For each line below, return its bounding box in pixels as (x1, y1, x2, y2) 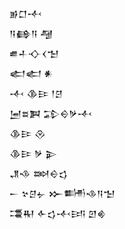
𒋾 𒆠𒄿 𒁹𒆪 (9, 88, 64, 99)
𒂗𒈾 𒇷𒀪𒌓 (9, 168, 69, 179)
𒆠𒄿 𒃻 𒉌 (9, 148, 58, 159)
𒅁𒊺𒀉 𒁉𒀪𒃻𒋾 (9, 108, 93, 119)
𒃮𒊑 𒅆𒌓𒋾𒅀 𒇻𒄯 (9, 208, 107, 219)
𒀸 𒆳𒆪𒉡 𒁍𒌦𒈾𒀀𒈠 (9, 188, 116, 199)
